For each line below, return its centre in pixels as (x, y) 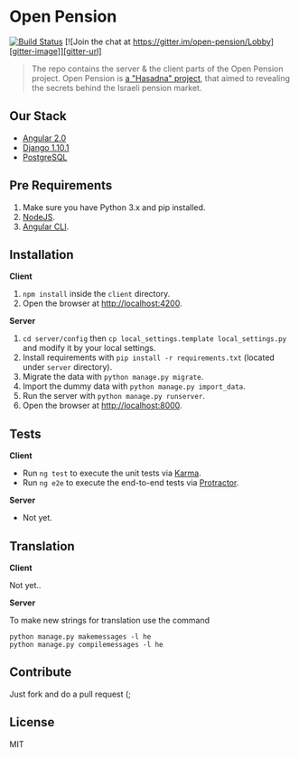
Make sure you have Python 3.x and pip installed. (114, 207)
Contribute (41, 673)
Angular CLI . (46, 226)
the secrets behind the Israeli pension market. (117, 88)
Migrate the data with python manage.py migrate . (113, 377)
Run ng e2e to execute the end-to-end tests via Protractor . (131, 483)
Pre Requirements (61, 185)
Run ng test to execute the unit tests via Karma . (112, 473)
